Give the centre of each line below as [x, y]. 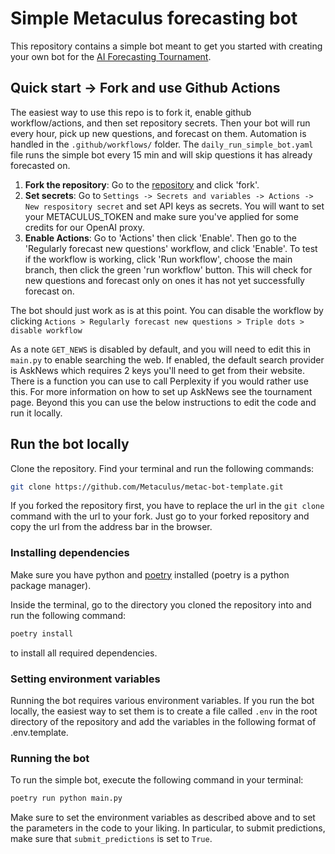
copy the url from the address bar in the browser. [111, 527]
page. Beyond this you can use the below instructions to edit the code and [163, 402]
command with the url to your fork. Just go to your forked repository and [160, 516]
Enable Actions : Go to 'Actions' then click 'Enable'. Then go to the [161, 238]
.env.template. [39, 732]
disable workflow [46, 330]
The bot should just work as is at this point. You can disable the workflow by [167, 310]
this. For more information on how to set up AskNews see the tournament [161, 391]
